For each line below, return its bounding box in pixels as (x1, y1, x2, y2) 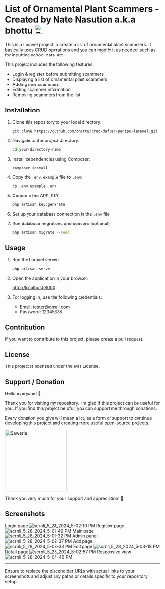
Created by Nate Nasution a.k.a (5, 14, 136, 25)
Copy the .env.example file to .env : (12, 174, 82, 180)
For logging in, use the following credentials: (12, 294, 102, 300)
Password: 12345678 (19, 309, 62, 315)
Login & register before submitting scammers (12, 71, 104, 77)
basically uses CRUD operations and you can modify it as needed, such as (5, 47, 156, 53)
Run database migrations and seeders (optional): (12, 221, 111, 226)
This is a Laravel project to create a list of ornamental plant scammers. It (5, 41, 151, 47)
